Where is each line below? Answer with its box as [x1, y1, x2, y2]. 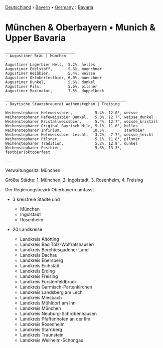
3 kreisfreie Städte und [12, 196, 60, 202]
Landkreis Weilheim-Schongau [20, 337, 84, 343]
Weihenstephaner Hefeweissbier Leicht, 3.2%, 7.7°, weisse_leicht [5, 132, 154, 137]
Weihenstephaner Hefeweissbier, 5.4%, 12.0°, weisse [5, 110, 138, 115]
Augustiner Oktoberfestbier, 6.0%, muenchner [5, 75, 102, 80]
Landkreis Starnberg [20, 326, 63, 332]
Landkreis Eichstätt [20, 262, 60, 268]
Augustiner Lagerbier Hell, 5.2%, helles [5, 62, 95, 67]
